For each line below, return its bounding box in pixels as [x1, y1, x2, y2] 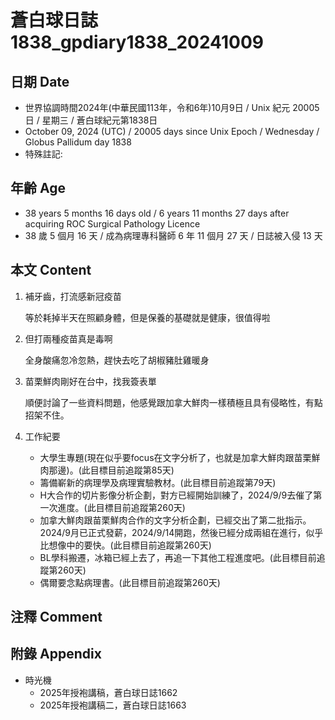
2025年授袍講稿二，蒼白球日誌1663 [39, 699, 187, 711]
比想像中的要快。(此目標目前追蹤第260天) [39, 539, 212, 551]
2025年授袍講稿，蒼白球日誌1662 [39, 686, 178, 698]
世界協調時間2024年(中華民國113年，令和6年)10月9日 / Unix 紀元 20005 [24, 102, 320, 113]
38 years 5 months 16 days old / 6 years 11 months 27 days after [24, 207, 290, 219]
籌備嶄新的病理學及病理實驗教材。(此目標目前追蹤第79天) [39, 476, 277, 488]
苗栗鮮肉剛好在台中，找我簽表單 [24, 375, 157, 387]
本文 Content [10, 262, 92, 279]
